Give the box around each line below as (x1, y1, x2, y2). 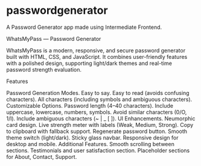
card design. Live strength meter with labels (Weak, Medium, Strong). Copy (6, 121, 194, 128)
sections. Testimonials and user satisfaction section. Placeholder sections (6, 147, 190, 154)
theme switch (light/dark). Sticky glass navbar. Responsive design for (6, 134, 179, 141)
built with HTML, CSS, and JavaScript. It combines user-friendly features (6, 53, 188, 60)
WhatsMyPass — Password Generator (6, 35, 101, 42)
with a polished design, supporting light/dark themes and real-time (6, 60, 172, 67)
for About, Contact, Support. (6, 153, 77, 160)
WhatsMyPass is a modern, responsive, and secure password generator (6, 46, 186, 54)
